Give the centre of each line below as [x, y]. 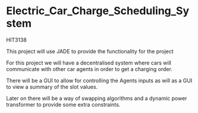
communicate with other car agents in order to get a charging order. [89, 69]
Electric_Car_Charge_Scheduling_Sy [98, 11]
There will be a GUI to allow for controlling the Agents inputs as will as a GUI [99, 80]
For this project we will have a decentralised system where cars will [89, 63]
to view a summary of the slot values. [52, 86]
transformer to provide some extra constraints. [63, 104]
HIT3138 [16, 40]
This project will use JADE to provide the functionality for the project [90, 51]
